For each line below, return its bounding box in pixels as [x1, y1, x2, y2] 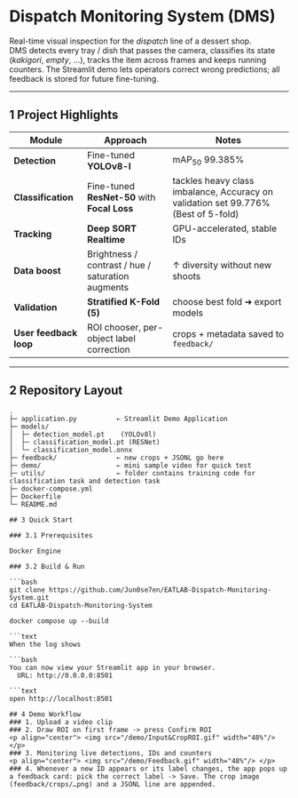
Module [29, 133, 63, 146]
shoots [172, 269, 201, 282]
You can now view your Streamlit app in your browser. [9, 663, 216, 672]
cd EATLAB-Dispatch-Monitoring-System [9, 601, 153, 610]
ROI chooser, [87, 321, 142, 333]
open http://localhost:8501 [9, 694, 114, 703]
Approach [103, 133, 147, 146]
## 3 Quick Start [9, 515, 74, 524]
